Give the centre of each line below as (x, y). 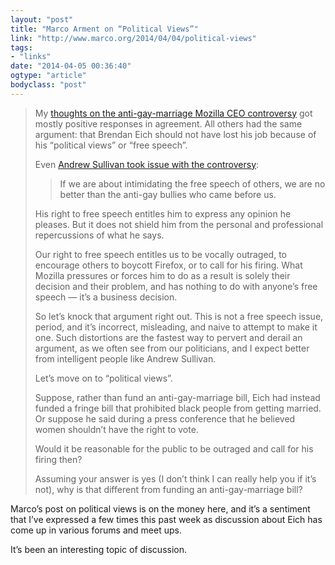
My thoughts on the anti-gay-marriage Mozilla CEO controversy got (173, 113)
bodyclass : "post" (48, 85)
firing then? (58, 459)
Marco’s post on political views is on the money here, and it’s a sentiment (160, 508)
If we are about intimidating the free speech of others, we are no (192, 183)
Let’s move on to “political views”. (103, 378)
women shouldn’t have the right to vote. (116, 429)
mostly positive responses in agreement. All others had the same (168, 123)
